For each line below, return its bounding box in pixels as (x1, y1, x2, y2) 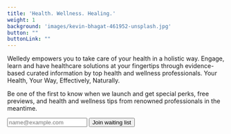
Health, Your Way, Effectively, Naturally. (7, 76, 120, 85)
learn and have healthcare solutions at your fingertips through (7, 62, 184, 70)
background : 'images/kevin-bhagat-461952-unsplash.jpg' (7, 23, 172, 30)
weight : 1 (7, 16, 36, 23)
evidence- (185, 62, 214, 70)
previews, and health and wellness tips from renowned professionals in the (7, 97, 221, 105)
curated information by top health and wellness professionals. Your (26, 69, 218, 78)
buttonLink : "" (7, 36, 51, 43)
